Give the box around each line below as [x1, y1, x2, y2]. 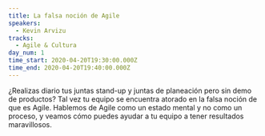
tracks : [8, 34, 34, 42]
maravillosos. [8, 119, 52, 129]
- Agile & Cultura [15, 42, 78, 50]
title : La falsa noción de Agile [8, 11, 120, 20]
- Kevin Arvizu [15, 26, 66, 34]
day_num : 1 [8, 49, 45, 57]
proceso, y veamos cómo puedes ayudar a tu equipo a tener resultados [8, 111, 244, 121]
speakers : [8, 19, 42, 27]
